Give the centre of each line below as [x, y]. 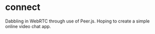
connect [23, 7]
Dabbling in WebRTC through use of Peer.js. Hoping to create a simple [77, 21]
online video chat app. [28, 26]
